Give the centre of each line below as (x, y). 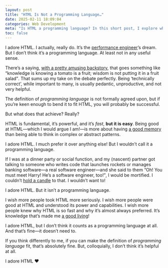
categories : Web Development (35, 24)
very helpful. (18, 89)
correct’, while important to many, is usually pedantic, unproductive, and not (83, 84)
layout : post (19, 10)
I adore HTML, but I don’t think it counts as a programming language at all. (82, 226)
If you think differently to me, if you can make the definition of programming (83, 241)
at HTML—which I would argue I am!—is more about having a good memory (83, 129)
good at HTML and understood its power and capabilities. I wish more (77, 205)
